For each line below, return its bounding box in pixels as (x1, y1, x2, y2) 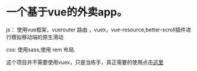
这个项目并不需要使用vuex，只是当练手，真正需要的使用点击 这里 (6, 59, 164, 66)
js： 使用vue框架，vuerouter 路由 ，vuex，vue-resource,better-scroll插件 (6, 26, 186, 33)
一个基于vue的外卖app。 (6, 5, 128, 19)
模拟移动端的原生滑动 (11, 33, 63, 40)
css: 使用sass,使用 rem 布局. (6, 46, 76, 53)
